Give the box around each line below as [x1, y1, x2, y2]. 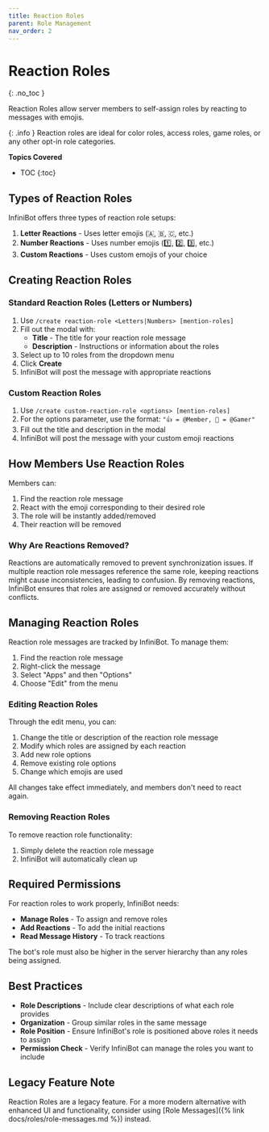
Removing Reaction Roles [8, 811, 110, 823]
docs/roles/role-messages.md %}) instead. [8, 1114, 151, 1124]
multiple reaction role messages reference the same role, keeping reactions [8, 567, 259, 576]
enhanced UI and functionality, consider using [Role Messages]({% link [8, 1105, 245, 1115]
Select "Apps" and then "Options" [19, 670, 133, 680]
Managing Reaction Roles [8, 615, 139, 630]
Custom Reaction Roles [8, 387, 102, 398]
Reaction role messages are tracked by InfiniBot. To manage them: [8, 637, 230, 647]
